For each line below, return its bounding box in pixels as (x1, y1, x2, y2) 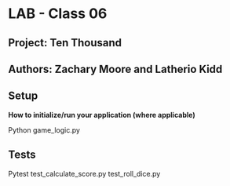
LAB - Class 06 (8, 5, 108, 23)
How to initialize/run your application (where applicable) (8, 110, 195, 119)
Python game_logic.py (8, 125, 81, 134)
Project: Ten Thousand (8, 36, 122, 49)
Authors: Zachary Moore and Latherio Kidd (8, 62, 223, 75)
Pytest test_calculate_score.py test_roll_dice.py (8, 169, 161, 178)
